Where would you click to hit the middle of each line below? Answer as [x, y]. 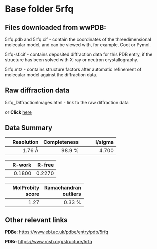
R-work [22, 165]
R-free [46, 165]
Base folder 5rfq [39, 9]
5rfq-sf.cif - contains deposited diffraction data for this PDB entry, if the [79, 54]
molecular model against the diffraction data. [51, 75]
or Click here [19, 112]
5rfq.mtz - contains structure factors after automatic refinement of [73, 69]
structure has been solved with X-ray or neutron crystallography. [72, 60]
